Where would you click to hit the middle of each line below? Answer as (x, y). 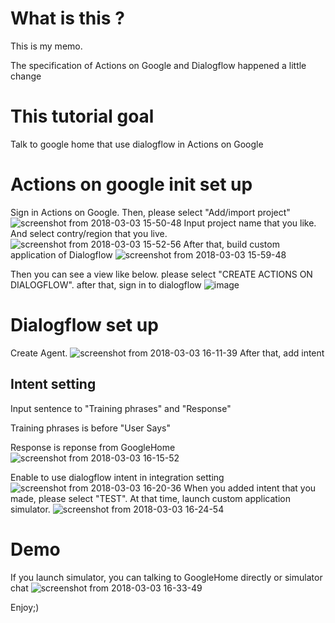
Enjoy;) (25, 607)
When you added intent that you (250, 488)
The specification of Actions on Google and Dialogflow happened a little (158, 65)
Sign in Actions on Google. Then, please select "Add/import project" (150, 212)
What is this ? (67, 18)
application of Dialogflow (61, 254)
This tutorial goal (82, 116)
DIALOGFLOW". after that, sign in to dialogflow (106, 284)
